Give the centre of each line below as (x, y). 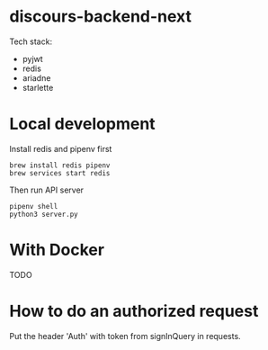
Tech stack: (31, 41)
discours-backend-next (100, 17)
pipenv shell (34, 206)
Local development (82, 124)
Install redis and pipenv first (61, 148)
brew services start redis (60, 173)
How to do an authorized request (134, 311)
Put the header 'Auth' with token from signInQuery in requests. (125, 336)
